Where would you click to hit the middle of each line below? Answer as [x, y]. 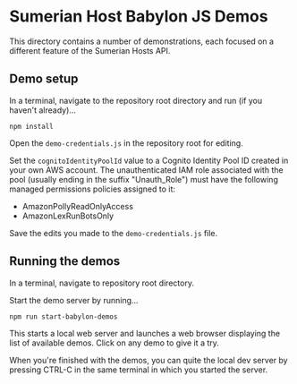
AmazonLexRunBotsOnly [68, 216]
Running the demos [65, 261]
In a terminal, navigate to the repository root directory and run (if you [136, 100]
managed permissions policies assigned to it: [93, 189]
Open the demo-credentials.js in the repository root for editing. [126, 143]
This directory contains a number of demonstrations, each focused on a [142, 41]
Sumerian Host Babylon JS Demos [139, 17]
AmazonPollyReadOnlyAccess [78, 206]
